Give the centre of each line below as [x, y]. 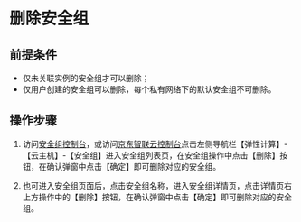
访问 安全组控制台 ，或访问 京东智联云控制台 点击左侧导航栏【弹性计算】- [155, 143]
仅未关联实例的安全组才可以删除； [86, 78]
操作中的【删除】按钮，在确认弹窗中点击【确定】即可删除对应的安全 [165, 197]
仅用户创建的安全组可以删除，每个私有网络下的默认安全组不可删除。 [149, 89]
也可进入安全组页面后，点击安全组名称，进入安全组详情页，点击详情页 [153, 185]
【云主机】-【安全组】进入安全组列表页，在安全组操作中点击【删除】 [151, 155]
